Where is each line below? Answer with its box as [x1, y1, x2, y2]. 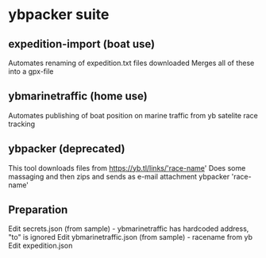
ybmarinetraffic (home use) [8, 90, 148, 103]
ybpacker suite [8, 6, 110, 24]
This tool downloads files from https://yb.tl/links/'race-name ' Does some [8, 163, 246, 172]
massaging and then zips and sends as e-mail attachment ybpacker [8, 171, 230, 181]
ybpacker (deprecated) [8, 142, 125, 156]
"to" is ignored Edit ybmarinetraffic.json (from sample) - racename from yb [8, 233, 253, 242]
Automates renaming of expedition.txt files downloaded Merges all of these [8, 58, 255, 67]
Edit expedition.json [8, 241, 73, 251]
